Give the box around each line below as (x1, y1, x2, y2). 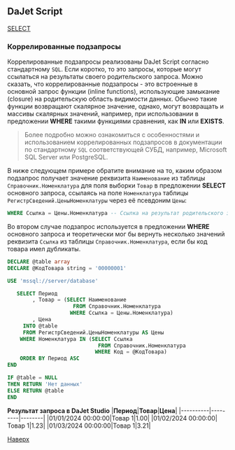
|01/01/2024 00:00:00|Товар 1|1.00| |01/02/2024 (46, 414, 187, 422)
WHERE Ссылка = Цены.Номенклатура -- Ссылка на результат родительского (7, 210, 224, 217)
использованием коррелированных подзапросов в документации (24, 138, 222, 146)
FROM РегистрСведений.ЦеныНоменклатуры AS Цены (22, 329, 164, 336)
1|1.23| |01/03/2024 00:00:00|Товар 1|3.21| (27, 421, 151, 430)
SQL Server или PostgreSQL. (24, 153, 108, 162)
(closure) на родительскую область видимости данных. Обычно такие (7, 94, 218, 104)
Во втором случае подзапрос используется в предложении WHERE (7, 222, 210, 230)
